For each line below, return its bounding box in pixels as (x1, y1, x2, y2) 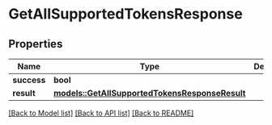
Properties (8, 37, 63, 51)
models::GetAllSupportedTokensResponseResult (53, 88, 246, 98)
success (12, 74, 46, 85)
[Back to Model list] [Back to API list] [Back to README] (8, 108, 194, 118)
